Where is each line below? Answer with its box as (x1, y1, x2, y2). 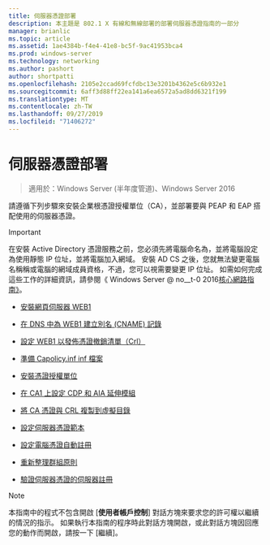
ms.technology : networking (8, 58, 100, 66)
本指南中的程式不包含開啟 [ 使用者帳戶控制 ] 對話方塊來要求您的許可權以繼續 (8, 507, 259, 517)
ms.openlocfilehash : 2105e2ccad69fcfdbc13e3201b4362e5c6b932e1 (8, 80, 227, 88)
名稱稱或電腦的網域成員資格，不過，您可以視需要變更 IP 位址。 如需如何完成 (8, 264, 263, 274)
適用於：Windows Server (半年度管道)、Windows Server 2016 (28, 184, 235, 193)
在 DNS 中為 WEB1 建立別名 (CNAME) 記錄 (19, 318, 162, 329)
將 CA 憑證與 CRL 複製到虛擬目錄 (19, 405, 131, 415)
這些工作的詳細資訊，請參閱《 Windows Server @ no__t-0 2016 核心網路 (8, 274, 247, 284)
